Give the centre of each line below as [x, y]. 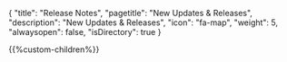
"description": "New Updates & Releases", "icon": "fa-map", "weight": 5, [143, 22]
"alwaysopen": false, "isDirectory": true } [85, 32]
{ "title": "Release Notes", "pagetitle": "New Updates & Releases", [131, 13]
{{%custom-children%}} [54, 49]
